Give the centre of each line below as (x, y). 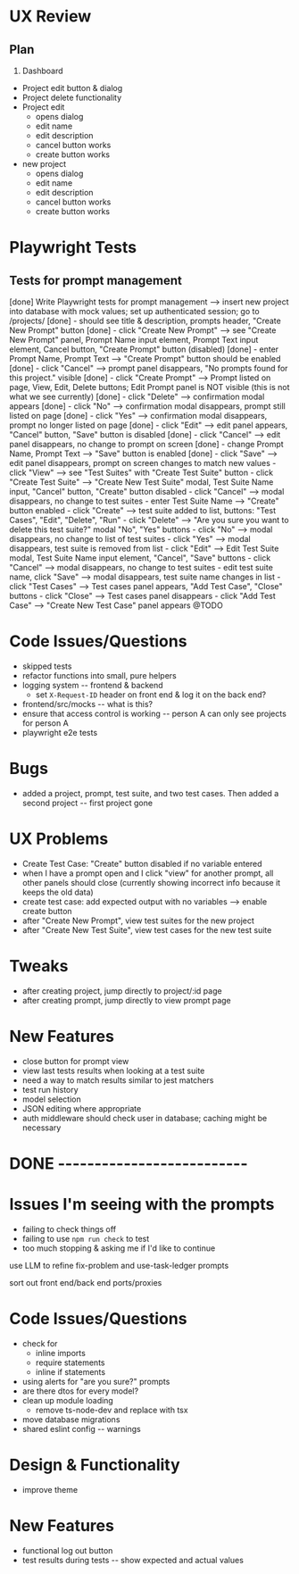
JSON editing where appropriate (82, 1108)
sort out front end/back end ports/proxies (86, 1282)
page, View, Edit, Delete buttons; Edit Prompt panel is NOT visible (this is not (149, 387)
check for (40, 1343)
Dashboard (43, 71)
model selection (52, 1099)
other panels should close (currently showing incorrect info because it (151, 882)
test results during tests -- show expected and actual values (133, 1560)
